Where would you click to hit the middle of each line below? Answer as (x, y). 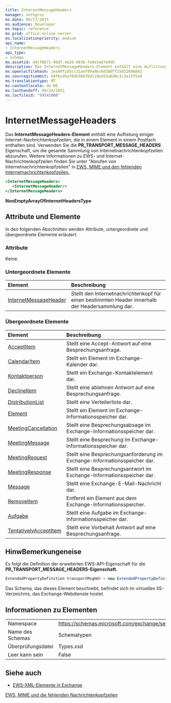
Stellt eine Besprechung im (98, 439)
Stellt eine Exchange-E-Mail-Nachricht (113, 483)
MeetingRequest (27, 457)
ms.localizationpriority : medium (41, 39)
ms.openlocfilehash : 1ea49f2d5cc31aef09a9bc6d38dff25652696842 (74, 72)
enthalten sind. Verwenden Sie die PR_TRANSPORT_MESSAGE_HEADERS (83, 145)
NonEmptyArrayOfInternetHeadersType (48, 201)
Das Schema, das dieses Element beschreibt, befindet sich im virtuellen (80, 588)
